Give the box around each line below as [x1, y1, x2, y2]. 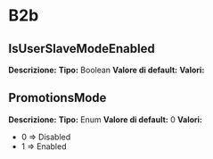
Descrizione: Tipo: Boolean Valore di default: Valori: [8, 64, 205, 75]
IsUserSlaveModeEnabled [8, 41, 155, 56]
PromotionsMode [8, 90, 107, 105]
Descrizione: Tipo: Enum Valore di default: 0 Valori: [8, 113, 202, 125]
